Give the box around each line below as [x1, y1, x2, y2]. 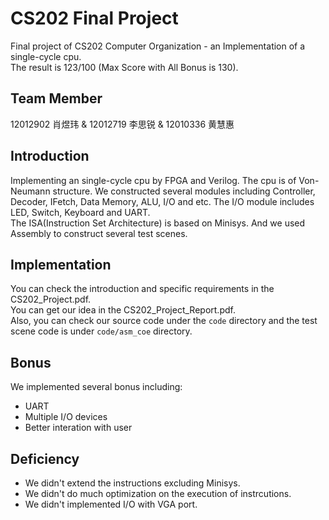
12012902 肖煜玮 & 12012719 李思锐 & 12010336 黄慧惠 [10, 118, 235, 130]
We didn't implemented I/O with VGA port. [24, 498, 198, 510]
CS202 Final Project [10, 7, 179, 30]
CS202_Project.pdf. [10, 293, 92, 306]
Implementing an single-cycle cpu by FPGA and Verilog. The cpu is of [10, 174, 297, 186]
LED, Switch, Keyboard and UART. [10, 206, 151, 218]
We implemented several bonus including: [10, 381, 183, 393]
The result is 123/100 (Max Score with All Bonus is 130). [10, 61, 239, 73]
